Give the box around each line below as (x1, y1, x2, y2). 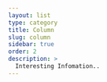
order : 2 (8, 48, 37, 55)
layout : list (8, 11, 51, 20)
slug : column (8, 33, 51, 41)
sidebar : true (8, 41, 55, 48)
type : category (8, 19, 58, 27)
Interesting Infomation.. (15, 62, 101, 70)
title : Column (8, 26, 55, 34)
